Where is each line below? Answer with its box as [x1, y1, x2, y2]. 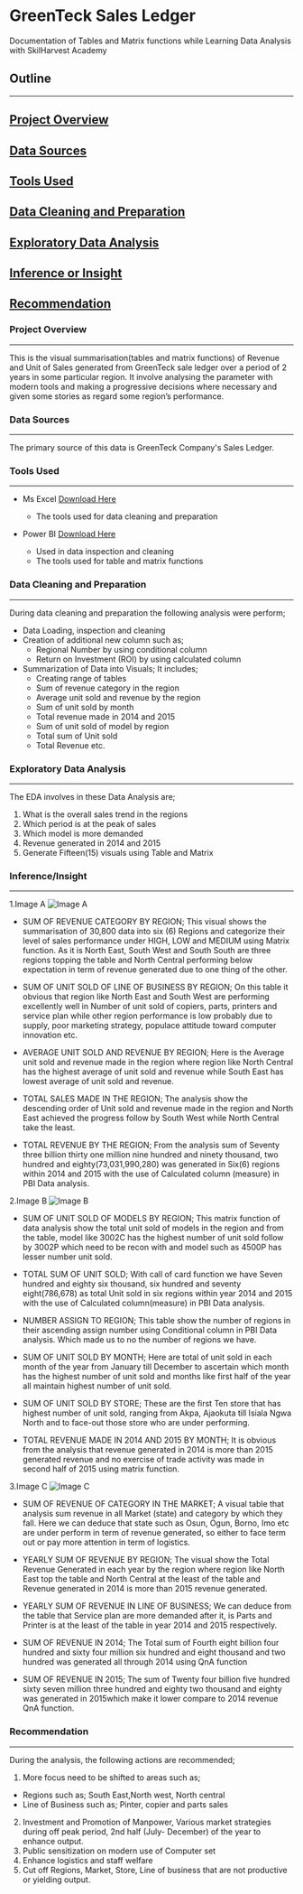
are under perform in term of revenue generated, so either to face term [22, 1527, 287, 1538]
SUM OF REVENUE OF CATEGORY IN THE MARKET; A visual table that [22, 1499, 285, 1509]
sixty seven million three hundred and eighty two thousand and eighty [22, 1684, 282, 1694]
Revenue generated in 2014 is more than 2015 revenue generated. [22, 1583, 268, 1594]
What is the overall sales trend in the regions [22, 809, 188, 820]
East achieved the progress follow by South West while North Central [22, 1112, 280, 1124]
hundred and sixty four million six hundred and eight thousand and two [22, 1647, 286, 1657]
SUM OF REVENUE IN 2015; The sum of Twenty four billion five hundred [22, 1674, 290, 1685]
